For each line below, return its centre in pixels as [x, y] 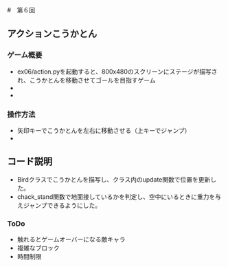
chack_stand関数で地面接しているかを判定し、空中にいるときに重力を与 [119, 196]
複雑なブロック [38, 248]
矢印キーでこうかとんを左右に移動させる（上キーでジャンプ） [104, 130]
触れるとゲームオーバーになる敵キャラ [71, 239]
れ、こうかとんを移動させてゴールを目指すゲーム [86, 80]
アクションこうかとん [52, 34]
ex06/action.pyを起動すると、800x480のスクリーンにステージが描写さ [117, 72]
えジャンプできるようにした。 [59, 205]
